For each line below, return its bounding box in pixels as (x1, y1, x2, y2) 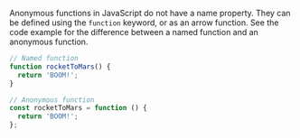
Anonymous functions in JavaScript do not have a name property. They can (9, 8, 291, 18)
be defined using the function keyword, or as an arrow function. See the (9, 17, 279, 28)
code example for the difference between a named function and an (9, 27, 259, 37)
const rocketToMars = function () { (9, 104, 147, 113)
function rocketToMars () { (9, 62, 111, 71)
